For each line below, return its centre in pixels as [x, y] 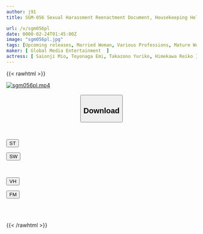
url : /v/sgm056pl [28, 28]
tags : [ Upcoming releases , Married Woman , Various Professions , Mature [98, 45]
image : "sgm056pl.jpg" [35, 40]
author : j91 [21, 12]
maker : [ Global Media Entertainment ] [58, 51]
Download [101, 111]
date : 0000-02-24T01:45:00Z [42, 34]
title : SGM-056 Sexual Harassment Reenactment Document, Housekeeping [97, 17]
